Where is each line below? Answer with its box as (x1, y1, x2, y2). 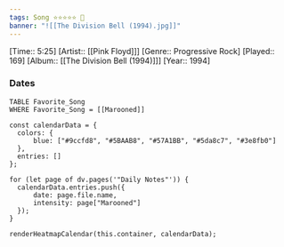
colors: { (17, 128, 53, 138)
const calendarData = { (9, 121, 98, 130)
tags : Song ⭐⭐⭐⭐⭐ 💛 (9, 12, 85, 22)
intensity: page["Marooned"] (32, 198, 142, 207)
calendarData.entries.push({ (17, 183, 126, 192)
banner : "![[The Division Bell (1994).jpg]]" (9, 21, 181, 30)
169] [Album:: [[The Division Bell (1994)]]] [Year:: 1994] (9, 55, 211, 66)
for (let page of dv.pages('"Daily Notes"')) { (9, 175, 190, 184)
